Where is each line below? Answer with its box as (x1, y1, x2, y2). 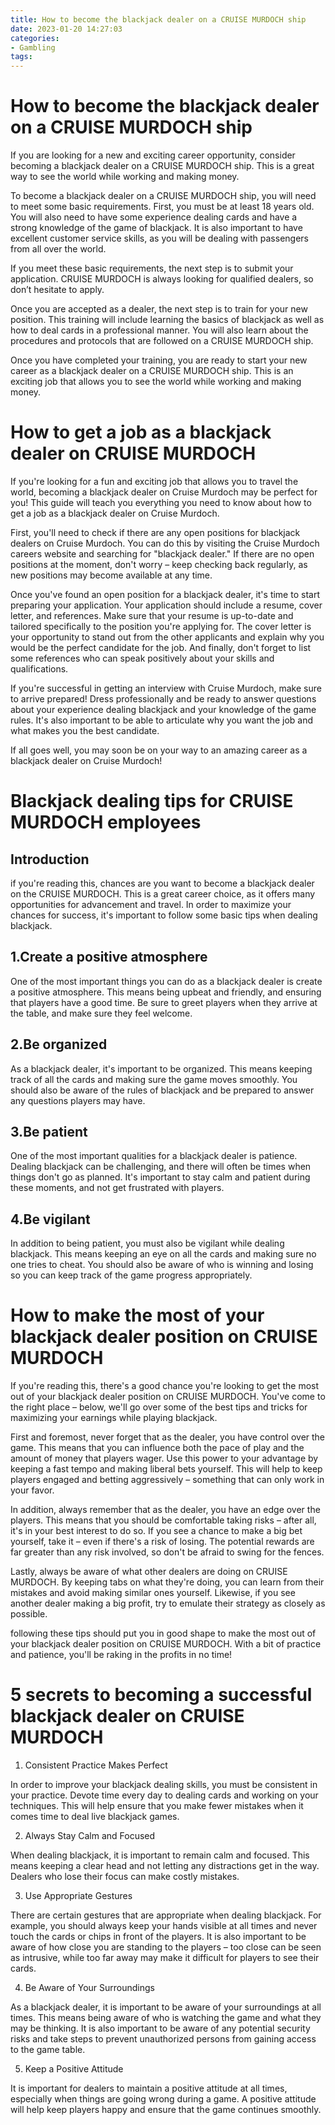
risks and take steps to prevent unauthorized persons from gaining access (10, 2033, 317, 2045)
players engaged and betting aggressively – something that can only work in (10, 1474, 325, 1486)
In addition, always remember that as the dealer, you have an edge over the (10, 1504, 321, 1516)
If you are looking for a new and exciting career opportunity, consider (10, 149, 296, 161)
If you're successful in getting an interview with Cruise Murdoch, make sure (10, 682, 322, 694)
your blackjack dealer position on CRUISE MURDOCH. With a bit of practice (10, 1638, 322, 1650)
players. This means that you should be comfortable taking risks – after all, (10, 1514, 317, 1526)
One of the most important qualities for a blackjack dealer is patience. (10, 1150, 298, 1162)
